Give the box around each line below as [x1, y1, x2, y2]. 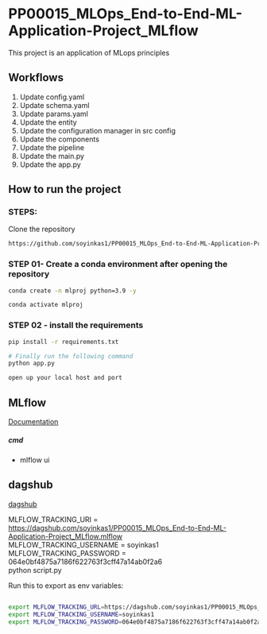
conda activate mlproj [8, 301, 83, 309]
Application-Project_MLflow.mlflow [8, 532, 123, 541]
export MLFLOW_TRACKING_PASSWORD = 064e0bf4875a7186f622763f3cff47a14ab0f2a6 [8, 617, 265, 626]
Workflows [8, 71, 64, 84]
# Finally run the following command [8, 352, 133, 360]
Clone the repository [8, 224, 75, 234]
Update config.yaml [19, 92, 85, 102]
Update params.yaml [19, 109, 89, 118]
